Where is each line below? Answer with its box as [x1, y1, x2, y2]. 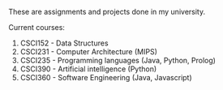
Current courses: [8, 23, 65, 32]
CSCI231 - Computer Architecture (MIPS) [19, 47, 158, 56]
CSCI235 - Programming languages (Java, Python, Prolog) [19, 56, 217, 65]
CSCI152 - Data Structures [19, 38, 109, 48]
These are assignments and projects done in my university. [8, 7, 205, 16]
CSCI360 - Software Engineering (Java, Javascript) [19, 73, 192, 82]
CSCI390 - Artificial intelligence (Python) [19, 64, 157, 74]
